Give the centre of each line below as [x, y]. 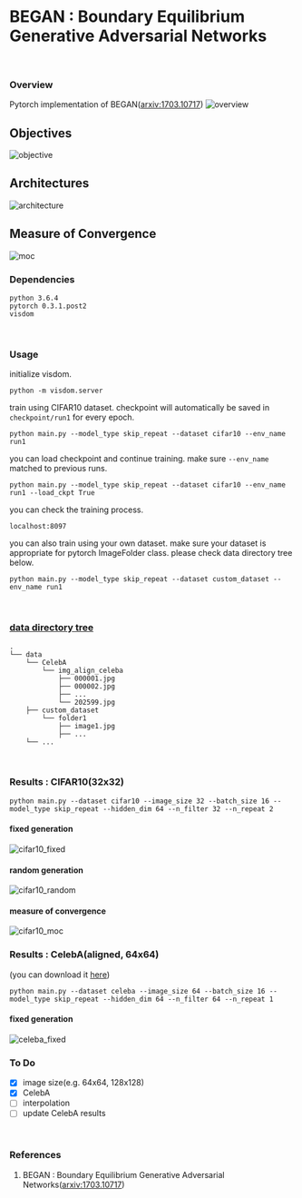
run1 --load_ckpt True [52, 493]
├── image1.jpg [87, 726]
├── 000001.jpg [87, 678]
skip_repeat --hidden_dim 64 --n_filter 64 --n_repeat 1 [164, 999]
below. [22, 563]
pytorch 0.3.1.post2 [49, 306]
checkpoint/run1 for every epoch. [72, 417]
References [35, 1155]
